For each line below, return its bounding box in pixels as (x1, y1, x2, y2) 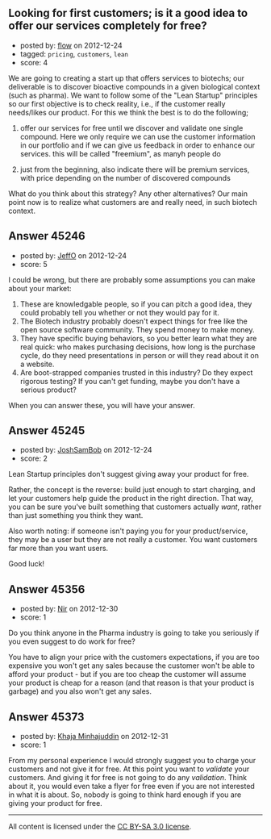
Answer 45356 (8, 582, 85, 596)
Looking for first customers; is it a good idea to (8, 6, 248, 20)
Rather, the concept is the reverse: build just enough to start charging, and (8, 485, 256, 495)
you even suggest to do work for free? (8, 637, 135, 646)
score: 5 (19, 259, 48, 269)
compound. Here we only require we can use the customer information (19, 131, 256, 141)
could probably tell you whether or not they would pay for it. (19, 307, 220, 317)
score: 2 (19, 453, 48, 463)
